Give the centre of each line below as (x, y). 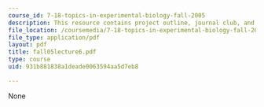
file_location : (33, 30)
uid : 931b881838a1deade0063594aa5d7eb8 (73, 67)
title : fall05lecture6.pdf (52, 52)
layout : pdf (27, 45)
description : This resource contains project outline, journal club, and (132, 23)
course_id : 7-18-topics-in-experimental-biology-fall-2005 (107, 15)
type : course (29, 60)
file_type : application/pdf (54, 37)
